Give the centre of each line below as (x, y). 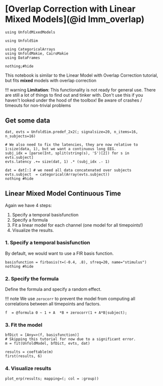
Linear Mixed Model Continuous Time (63, 194)
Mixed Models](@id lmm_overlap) (75, 19)
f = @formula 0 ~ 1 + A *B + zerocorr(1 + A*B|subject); (66, 313)
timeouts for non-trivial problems (38, 105)
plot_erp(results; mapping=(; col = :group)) (52, 378)
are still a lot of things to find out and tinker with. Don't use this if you (74, 95)
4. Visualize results (28, 368)
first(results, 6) (24, 356)
